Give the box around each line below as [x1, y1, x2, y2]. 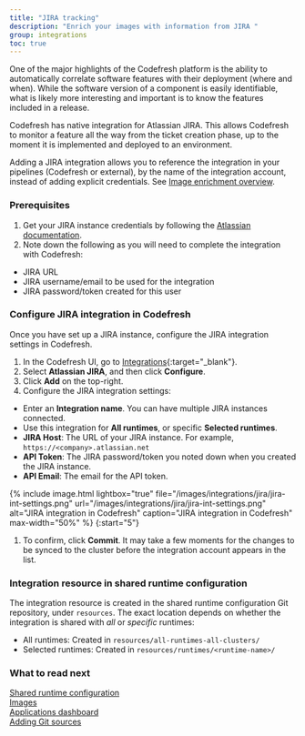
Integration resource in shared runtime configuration [9, 577, 248, 590]
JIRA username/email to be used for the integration [22, 276, 215, 287]
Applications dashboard [9, 707, 99, 718]
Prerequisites [9, 199, 70, 212]
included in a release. [9, 102, 90, 114]
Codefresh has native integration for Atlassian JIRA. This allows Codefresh [9, 120, 290, 131]
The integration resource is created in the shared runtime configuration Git [9, 598, 289, 609]
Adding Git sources [9, 716, 82, 728]
